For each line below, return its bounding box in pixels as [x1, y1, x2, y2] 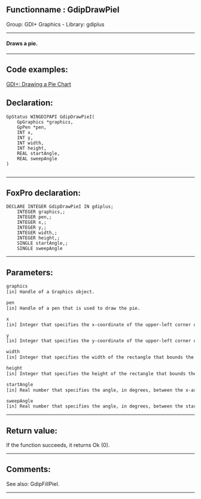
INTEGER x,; [17, 220, 47, 226]
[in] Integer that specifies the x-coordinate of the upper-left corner [6, 321, 191, 328]
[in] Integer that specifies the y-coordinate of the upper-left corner [6, 338, 191, 344]
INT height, [17, 145, 47, 151]
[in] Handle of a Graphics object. [6, 289, 95, 295]
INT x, [17, 129, 33, 135]
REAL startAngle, [17, 150, 60, 156]
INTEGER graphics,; [17, 209, 66, 215]
